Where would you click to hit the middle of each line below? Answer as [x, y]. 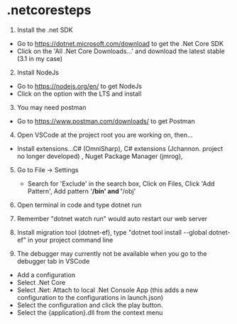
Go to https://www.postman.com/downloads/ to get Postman [106, 121]
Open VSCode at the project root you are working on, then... [105, 135]
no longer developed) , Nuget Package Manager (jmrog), [100, 156]
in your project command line [70, 240]
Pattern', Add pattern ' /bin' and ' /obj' [82, 191]
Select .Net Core [41, 282]
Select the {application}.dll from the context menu [90, 312]
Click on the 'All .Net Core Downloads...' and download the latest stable [121, 51]
